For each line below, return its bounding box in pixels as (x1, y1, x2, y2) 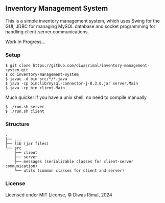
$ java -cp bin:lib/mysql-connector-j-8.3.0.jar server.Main (5, 81, 138, 86)
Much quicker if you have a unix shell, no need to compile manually (5, 94, 147, 100)
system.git (5, 68, 29, 73)
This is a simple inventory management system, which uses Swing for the (5, 17, 160, 24)
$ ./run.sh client (5, 109, 44, 114)
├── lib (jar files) (5, 141, 50, 147)
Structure (5, 120, 30, 128)
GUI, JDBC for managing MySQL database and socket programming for (5, 23, 156, 29)
